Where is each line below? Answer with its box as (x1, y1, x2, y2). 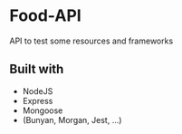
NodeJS (22, 85, 53, 96)
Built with (9, 62, 64, 77)
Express (22, 95, 53, 106)
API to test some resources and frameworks (9, 35, 174, 46)
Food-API (9, 5, 81, 26)
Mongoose (22, 105, 63, 116)
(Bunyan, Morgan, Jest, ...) (22, 114, 122, 125)
